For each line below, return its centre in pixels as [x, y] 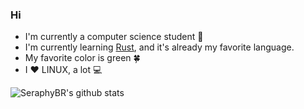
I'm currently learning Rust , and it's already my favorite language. [159, 47]
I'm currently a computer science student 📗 [114, 37]
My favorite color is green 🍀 [82, 58]
